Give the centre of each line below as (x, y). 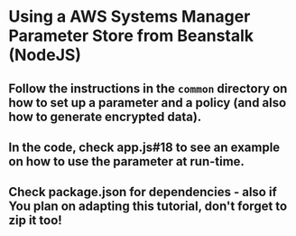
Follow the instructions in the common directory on (148, 88)
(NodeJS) (45, 55)
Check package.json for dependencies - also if (143, 192)
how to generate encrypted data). (105, 116)
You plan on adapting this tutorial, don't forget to (148, 207)
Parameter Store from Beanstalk (131, 36)
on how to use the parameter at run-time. (127, 161)
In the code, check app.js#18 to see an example (144, 147)
